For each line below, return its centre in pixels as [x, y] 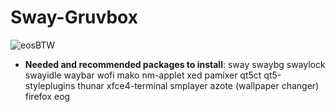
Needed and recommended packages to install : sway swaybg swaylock [175, 64]
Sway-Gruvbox [74, 17]
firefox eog [47, 96]
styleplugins [50, 85]
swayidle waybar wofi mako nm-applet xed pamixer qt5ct [143, 75]
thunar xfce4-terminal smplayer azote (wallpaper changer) [198, 85]
